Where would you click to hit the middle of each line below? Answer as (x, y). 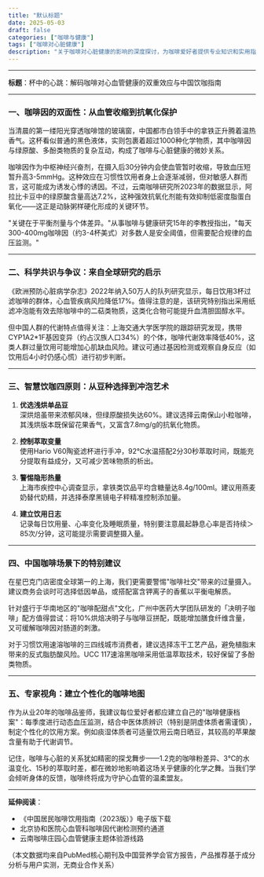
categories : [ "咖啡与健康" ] (51, 37)
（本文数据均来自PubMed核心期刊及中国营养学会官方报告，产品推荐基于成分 (132, 855)
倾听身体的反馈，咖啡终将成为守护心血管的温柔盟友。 (101, 778)
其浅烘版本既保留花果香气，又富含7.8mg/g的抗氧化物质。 (112, 424)
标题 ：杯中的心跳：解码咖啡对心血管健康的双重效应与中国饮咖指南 (115, 82)
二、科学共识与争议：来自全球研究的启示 (84, 272)
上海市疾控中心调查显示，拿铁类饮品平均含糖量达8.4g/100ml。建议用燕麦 (137, 487)
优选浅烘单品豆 (44, 404)
